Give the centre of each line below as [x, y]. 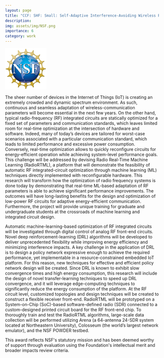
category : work [20, 36]
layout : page [18, 10]
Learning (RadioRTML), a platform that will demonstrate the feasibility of [78, 165]
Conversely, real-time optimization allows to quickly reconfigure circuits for [81, 149]
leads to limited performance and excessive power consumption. [70, 144]
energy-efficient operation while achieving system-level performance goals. [82, 155]
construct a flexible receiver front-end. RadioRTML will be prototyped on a [80, 299]
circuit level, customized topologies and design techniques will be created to [82, 294]
